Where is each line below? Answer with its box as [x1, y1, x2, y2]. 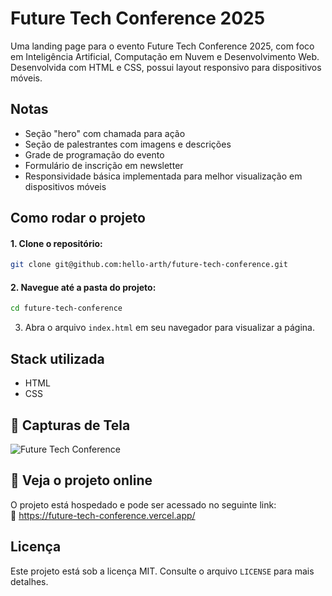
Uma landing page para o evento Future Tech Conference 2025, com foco [10, 40, 315, 52]
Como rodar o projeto [10, 210, 146, 227]
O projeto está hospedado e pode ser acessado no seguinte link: [10, 498, 277, 511]
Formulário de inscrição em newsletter [24, 159, 184, 171]
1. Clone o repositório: [10, 237, 103, 249]
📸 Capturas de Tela [10, 417, 131, 434]
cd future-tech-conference [10, 303, 123, 314]
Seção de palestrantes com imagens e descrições [24, 138, 232, 150]
